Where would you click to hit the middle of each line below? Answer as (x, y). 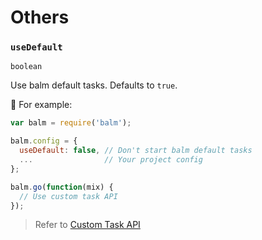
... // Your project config (111, 160)
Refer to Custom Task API (87, 225)
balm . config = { (44, 141)
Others (40, 17)
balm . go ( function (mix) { (62, 187)
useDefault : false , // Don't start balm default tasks (136, 151)
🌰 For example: (41, 105)
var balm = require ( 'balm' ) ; (71, 123)
